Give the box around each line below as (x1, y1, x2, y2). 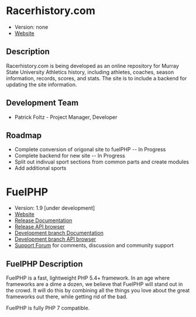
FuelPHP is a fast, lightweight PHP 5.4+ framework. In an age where (6, 274, 170, 282)
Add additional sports (14, 165, 67, 172)
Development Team (6, 98, 79, 108)
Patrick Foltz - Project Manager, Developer (14, 113, 118, 121)
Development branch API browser (14, 236, 97, 243)
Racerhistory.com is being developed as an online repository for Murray (6, 62, 180, 69)
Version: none (14, 23, 49, 30)
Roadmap (6, 130, 42, 140)
